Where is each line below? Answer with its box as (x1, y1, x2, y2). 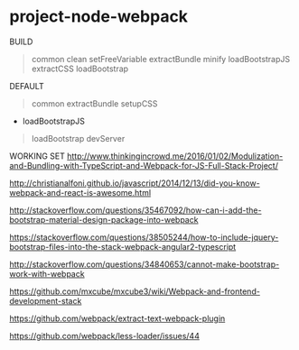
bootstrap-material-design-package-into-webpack (9, 214, 199, 225)
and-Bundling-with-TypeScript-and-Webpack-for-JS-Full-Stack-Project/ (9, 160, 278, 170)
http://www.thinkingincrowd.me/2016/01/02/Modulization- (66, 151, 284, 161)
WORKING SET (9, 151, 66, 161)
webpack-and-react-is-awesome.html (9, 187, 152, 198)
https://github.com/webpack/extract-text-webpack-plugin (9, 313, 226, 324)
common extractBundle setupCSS (31, 97, 158, 109)
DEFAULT (9, 80, 44, 91)
